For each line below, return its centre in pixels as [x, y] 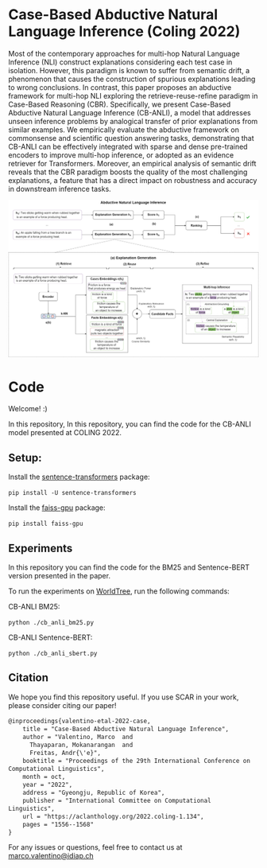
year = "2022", [48, 784]
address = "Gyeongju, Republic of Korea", [94, 792]
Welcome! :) [28, 409]
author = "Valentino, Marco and [78, 737]
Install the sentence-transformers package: [79, 477]
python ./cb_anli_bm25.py [51, 622]
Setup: [25, 458]
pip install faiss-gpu [46, 524]
